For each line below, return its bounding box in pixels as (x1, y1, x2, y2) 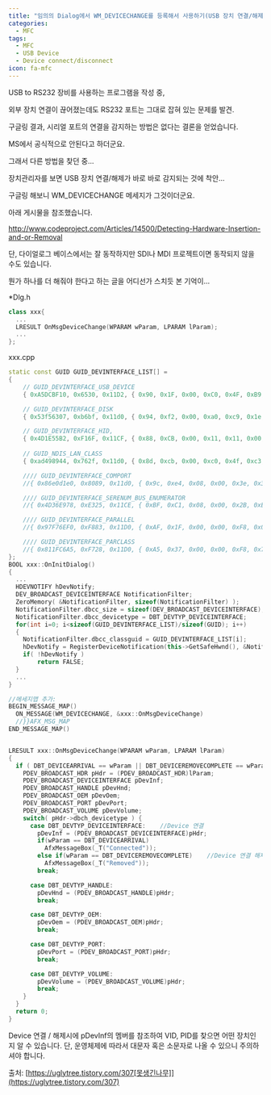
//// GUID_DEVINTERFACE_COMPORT (23, 471, 131, 480)
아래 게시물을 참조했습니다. (8, 207, 93, 217)
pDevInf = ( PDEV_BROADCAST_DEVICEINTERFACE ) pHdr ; (37, 829, 207, 838)
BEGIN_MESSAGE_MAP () (8, 703, 78, 711)
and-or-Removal (8, 232, 63, 242)
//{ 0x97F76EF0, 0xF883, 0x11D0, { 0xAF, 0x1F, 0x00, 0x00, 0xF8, (23, 524, 251, 532)
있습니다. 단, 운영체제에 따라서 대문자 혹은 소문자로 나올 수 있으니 (33, 1040, 238, 1050)
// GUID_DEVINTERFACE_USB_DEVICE (23, 382, 135, 391)
